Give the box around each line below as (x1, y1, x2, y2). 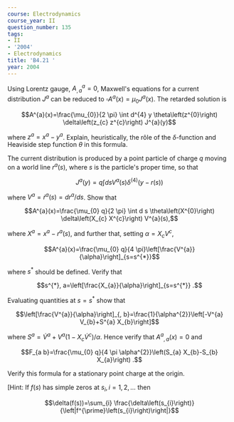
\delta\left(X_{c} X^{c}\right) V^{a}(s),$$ (60, 215, 179, 223)
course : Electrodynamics (7, 10, 81, 18)
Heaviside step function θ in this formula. (7, 140, 128, 149)
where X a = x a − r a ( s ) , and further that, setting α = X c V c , (7, 228, 174, 240)
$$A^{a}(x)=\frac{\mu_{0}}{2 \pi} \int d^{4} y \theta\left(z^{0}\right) (21, 110, 218, 118)
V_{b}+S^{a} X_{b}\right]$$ (79, 317, 160, 326)
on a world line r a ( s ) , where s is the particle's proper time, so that (7, 162, 198, 171)
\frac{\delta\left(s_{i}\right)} (113, 398, 195, 407)
